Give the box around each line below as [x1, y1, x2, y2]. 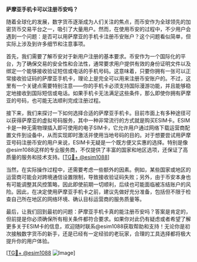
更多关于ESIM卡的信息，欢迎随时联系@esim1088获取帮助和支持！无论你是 [6, 223, 185, 230]
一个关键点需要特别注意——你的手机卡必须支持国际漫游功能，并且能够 [16, 82, 186, 89]
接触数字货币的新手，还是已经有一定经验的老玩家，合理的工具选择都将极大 [11, 230, 191, 237]
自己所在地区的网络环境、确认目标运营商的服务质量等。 [11, 195, 145, 203]
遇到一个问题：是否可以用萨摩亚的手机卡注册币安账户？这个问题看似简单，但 [6, 33, 191, 40]
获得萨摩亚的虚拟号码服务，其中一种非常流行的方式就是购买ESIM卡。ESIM [11, 117, 191, 124]
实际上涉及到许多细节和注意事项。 [6, 41, 89, 47]
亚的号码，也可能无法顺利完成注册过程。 [6, 97, 104, 104]
